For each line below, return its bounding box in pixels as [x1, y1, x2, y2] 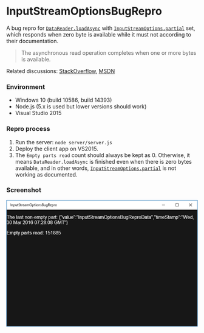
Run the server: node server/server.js [15, 138, 112, 145]
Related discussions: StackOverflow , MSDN [6, 67, 115, 74]
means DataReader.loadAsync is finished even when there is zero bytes [15, 158, 192, 165]
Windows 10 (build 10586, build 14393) [15, 96, 112, 104]
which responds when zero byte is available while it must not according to [6, 30, 191, 38]
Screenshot [6, 186, 41, 194]
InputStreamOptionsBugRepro [6, 4, 162, 18]
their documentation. [6, 37, 59, 44]
